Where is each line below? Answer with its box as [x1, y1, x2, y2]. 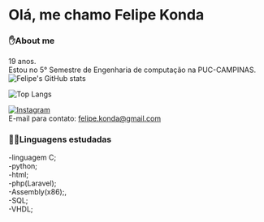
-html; [8, 169, 29, 179]
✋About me [8, 35, 55, 46]
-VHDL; [8, 204, 34, 214]
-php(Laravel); [8, 178, 57, 188]
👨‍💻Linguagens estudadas [8, 134, 112, 145]
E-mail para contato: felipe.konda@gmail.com [8, 113, 161, 123]
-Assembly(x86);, [8, 186, 67, 196]
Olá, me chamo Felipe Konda [8, 6, 205, 24]
